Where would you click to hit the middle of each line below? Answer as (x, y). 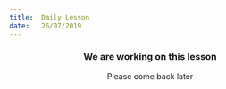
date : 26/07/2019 (46, 26)
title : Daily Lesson (50, 17)
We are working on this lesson (150, 57)
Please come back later (150, 76)
